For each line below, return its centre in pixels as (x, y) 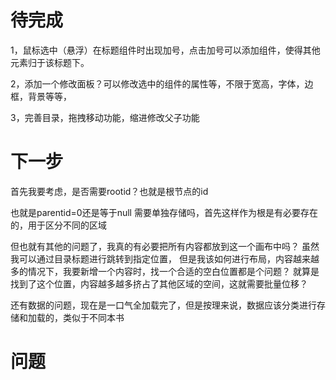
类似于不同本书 (93, 317)
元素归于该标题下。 (50, 62)
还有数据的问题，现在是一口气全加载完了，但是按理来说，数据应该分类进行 (163, 305)
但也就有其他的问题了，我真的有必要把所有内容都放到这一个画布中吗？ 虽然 (165, 246)
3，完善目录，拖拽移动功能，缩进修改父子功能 (105, 117)
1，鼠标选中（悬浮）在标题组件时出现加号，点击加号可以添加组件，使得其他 (165, 50)
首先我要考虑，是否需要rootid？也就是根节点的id (109, 191)
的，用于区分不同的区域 (58, 225)
